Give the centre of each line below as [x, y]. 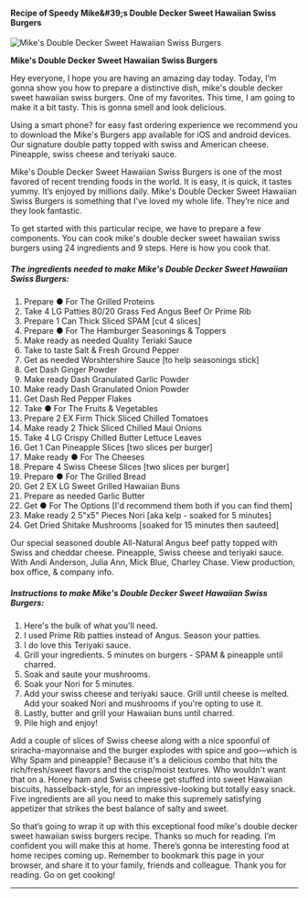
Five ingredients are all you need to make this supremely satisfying [136, 799]
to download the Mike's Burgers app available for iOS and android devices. [151, 135]
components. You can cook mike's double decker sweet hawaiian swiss [145, 239]
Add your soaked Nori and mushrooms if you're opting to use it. [143, 703]
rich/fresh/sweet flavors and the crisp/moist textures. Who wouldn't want [148, 770]
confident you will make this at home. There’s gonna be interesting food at [150, 846]
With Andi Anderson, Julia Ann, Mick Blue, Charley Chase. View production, [153, 562]
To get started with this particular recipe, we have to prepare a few [136, 229]
